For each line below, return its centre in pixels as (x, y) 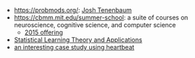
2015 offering (43, 32)
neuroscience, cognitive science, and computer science (95, 25)
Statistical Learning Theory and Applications (78, 40)
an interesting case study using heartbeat (74, 47)
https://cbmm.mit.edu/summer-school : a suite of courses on (101, 17)
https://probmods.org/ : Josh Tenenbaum (73, 10)
